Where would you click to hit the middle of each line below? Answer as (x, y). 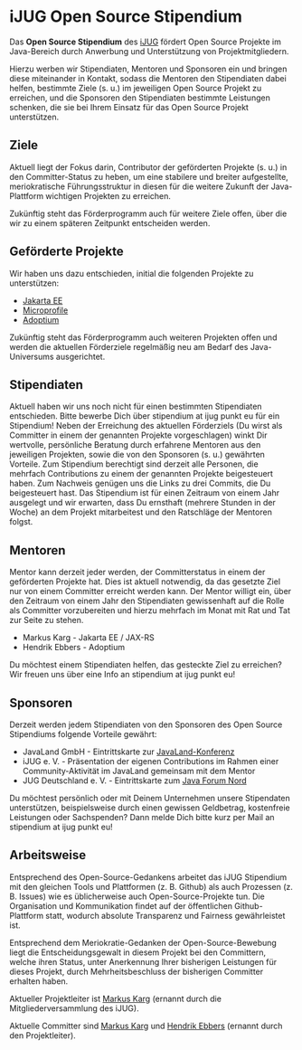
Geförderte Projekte (66, 252)
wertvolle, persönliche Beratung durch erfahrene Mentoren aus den (135, 445)
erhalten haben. (39, 981)
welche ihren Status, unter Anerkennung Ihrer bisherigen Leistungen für (143, 961)
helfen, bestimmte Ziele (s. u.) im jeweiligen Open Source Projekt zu (136, 88)
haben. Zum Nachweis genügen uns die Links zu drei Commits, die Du (140, 483)
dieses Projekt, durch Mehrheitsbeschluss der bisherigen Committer (137, 971)
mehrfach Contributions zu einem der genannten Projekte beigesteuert (142, 474)
